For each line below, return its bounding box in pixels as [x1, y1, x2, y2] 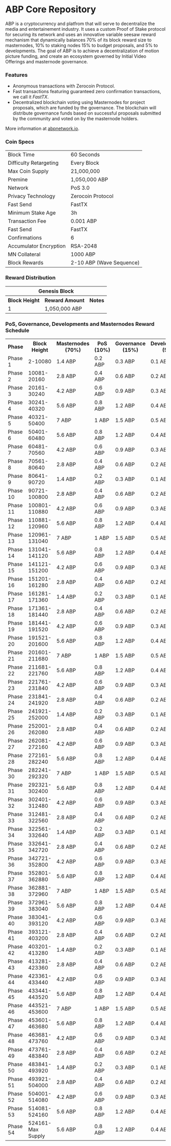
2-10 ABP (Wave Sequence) [70, 259, 140, 266]
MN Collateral [8, 251, 41, 258]
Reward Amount [44, 297, 85, 304]
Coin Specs [5, 138, 35, 145]
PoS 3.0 [70, 184, 90, 191]
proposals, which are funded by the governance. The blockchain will [12, 105, 157, 111]
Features [5, 71, 28, 78]
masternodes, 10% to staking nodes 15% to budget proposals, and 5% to [5, 42, 158, 48]
